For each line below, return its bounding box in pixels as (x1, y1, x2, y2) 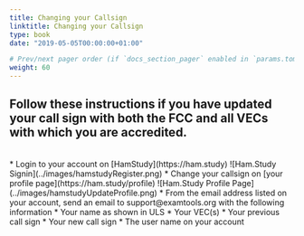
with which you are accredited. (9, 125, 187, 140)
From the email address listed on (166, 187, 288, 198)
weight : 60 (9, 63, 51, 72)
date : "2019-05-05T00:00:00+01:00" (9, 38, 144, 48)
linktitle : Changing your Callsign (9, 22, 144, 31)
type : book (9, 30, 51, 39)
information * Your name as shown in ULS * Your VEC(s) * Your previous (9, 206, 280, 217)
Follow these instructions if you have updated (9, 97, 273, 112)
